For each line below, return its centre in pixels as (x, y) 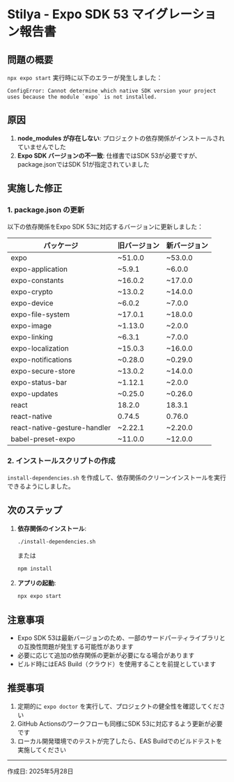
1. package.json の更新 (46, 210)
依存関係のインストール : (52, 528)
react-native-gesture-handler (61, 427)
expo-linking (32, 337)
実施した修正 (35, 189)
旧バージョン (139, 245)
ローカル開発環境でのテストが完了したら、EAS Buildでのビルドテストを (120, 741)
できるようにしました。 (41, 486)
